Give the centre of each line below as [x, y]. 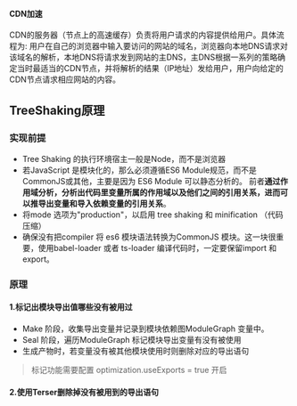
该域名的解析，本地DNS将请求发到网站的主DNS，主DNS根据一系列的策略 [144, 57]
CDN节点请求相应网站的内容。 [65, 79]
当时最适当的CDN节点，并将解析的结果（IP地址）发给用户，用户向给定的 [150, 69]
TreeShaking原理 [57, 110]
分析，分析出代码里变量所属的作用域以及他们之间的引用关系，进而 [159, 192]
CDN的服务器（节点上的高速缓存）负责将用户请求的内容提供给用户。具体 [143, 35]
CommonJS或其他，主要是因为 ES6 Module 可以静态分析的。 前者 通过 [151, 181]
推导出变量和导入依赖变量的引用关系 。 [100, 203]
